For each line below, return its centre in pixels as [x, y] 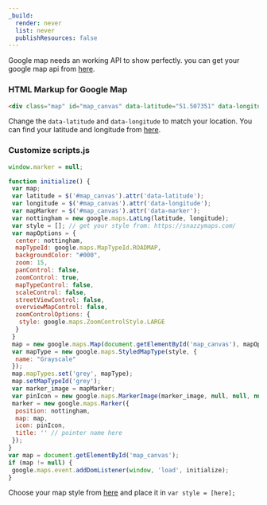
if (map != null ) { [41, 463]
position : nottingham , [53, 411]
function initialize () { [49, 181]
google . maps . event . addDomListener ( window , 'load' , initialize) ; [120, 470]
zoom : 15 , [31, 263]
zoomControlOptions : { [53, 315]
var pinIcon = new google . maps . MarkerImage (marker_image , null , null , [131, 396]
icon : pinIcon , [41, 426]
